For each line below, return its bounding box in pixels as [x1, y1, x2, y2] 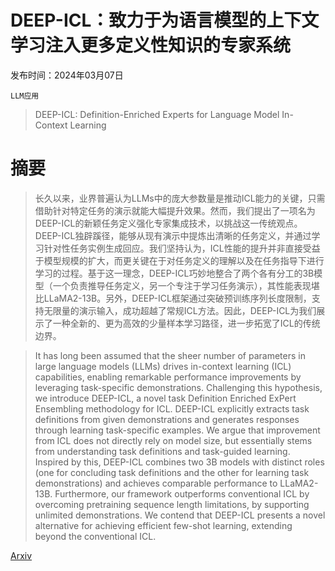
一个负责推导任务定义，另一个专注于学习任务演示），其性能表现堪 [52, 279, 320, 291]
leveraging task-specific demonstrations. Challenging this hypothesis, [34, 381, 323, 393]
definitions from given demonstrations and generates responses [34, 413, 300, 425]
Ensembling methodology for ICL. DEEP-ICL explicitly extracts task [34, 402, 310, 415]
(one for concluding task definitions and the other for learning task [34, 466, 310, 478]
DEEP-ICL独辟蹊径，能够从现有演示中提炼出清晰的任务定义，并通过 [34, 229, 312, 241]
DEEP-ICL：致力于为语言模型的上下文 [10, 9, 320, 32]
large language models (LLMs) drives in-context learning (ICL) [34, 360, 292, 372]
